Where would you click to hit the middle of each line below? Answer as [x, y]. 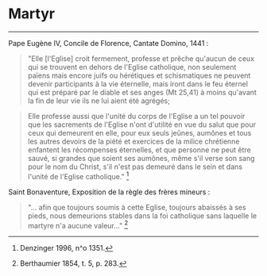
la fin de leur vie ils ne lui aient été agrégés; [99, 101]
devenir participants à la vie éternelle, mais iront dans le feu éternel [138, 83]
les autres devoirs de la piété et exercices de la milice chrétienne [133, 141]
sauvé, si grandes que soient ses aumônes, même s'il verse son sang [141, 158]
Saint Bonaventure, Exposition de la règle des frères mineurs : [109, 192]
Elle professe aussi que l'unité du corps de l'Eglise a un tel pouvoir [136, 116]
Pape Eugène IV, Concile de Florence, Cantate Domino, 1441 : [108, 43]
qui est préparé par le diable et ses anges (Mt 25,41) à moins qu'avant [142, 92]
